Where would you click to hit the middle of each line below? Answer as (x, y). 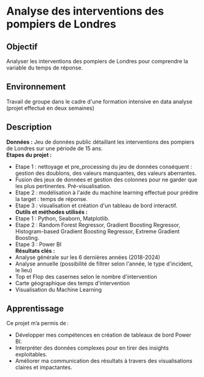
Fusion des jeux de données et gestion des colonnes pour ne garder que (106, 179)
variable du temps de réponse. (45, 68)
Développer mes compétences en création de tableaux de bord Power (103, 335)
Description (29, 127)
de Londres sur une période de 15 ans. (55, 148)
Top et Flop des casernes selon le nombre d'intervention (86, 277)
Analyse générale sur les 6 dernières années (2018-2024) (87, 257)
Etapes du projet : (29, 155)
